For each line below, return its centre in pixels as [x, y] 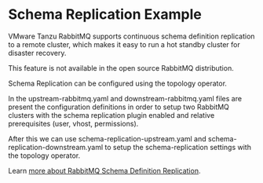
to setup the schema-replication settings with [178, 147]
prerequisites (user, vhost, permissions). [73, 123]
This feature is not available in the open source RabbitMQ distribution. [121, 68]
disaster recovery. [37, 53]
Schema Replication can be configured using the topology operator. [118, 83]
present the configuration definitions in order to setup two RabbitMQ [119, 107]
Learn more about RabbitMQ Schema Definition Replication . [104, 170]
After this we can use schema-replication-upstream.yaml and [107, 138]
